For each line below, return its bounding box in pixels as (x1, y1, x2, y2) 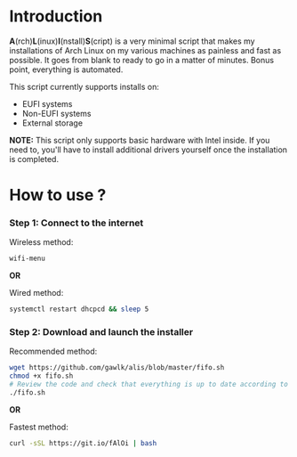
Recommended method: (9, 346, 98, 357)
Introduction (9, 6, 103, 27)
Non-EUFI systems (21, 108, 92, 118)
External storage (21, 118, 83, 128)
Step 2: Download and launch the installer (9, 326, 194, 339)
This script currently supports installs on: (9, 81, 160, 92)
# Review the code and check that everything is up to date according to (9, 380, 289, 389)
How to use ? (9, 185, 107, 206)
